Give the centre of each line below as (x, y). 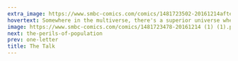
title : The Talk (31, 46)
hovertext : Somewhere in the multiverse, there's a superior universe (114, 20)
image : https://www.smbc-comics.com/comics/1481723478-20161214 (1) (110, 27)
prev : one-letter (33, 40)
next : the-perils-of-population (55, 33)
